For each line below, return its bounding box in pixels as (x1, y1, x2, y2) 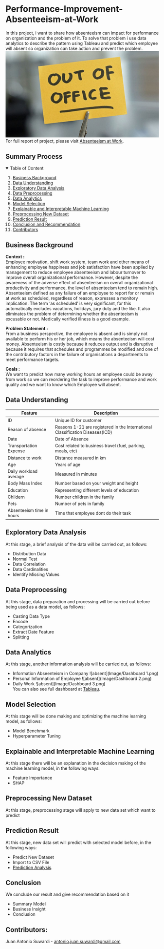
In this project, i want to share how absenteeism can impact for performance (5, 30, 159, 36)
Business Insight (12, 906, 46, 912)
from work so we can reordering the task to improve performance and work (5, 377, 157, 382)
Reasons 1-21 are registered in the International (55, 424, 152, 430)
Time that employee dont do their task (55, 510, 131, 516)
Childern (7, 494, 25, 500)
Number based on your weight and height (55, 480, 138, 486)
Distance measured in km (55, 455, 106, 461)
